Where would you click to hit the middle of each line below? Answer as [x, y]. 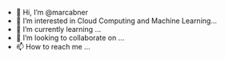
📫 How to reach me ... [53, 47]
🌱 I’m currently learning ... [58, 29]
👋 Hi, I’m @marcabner [52, 12]
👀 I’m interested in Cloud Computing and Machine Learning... [117, 21]
